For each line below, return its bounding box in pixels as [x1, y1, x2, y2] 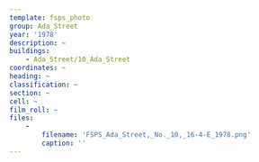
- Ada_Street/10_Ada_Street [25, 55, 130, 64]
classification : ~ [9, 80, 78, 89]
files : [9, 113, 34, 122]
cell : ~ [9, 96, 39, 106]
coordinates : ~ [9, 64, 67, 73]
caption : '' [41, 139, 87, 148]
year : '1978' [9, 30, 58, 39]
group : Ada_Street [9, 22, 78, 31]
